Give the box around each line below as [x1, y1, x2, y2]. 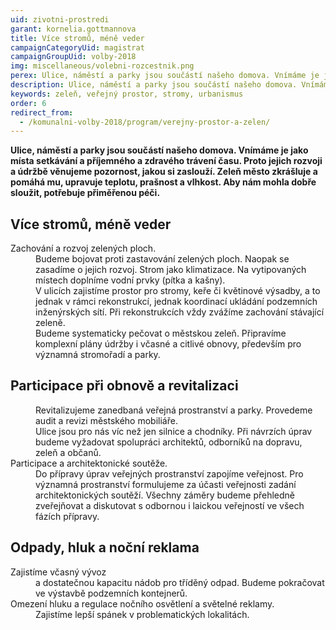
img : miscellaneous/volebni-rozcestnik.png [10, 61, 195, 71]
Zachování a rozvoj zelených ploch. [10, 242, 157, 255]
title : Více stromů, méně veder [10, 33, 145, 43]
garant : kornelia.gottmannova [10, 24, 137, 34]
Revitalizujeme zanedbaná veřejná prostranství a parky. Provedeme [35, 404, 313, 416]
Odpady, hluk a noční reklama [10, 539, 200, 556]
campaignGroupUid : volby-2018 [10, 52, 137, 62]
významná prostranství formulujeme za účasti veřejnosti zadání [35, 478, 297, 490]
